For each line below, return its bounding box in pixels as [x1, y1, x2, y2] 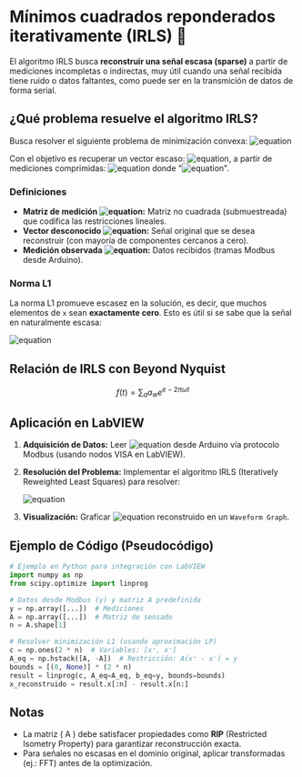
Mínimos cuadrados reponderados [9, 6, 276, 27]
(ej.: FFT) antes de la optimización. [22, 758, 153, 769]
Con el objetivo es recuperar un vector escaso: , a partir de [9, 153, 273, 164]
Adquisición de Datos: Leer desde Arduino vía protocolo [22, 439, 280, 450]
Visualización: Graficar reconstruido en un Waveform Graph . [22, 511, 290, 522]
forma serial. [9, 85, 57, 96]
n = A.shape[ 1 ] [9, 621, 67, 630]
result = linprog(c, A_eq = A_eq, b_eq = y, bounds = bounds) [9, 671, 226, 680]
